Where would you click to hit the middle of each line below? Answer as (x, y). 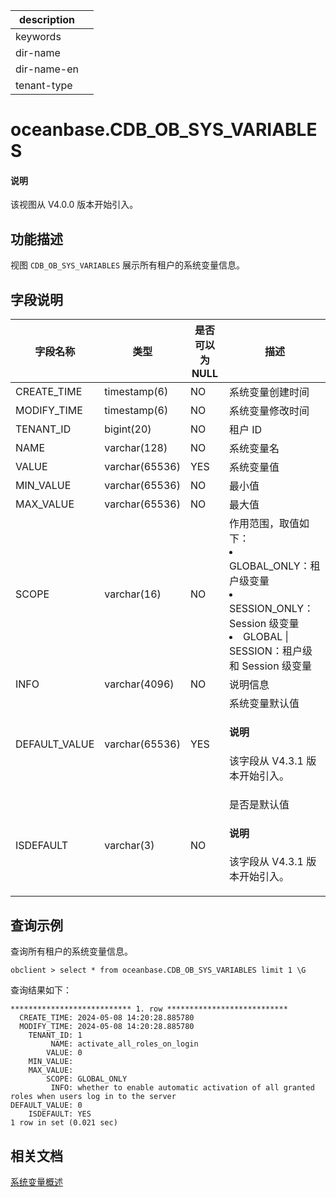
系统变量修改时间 (269, 411)
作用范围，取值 (264, 524)
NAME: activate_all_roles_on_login (124, 1044)
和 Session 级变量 (270, 666)
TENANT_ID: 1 (55, 1035)
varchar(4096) (139, 684)
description (47, 19)
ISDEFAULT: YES (60, 1114)
